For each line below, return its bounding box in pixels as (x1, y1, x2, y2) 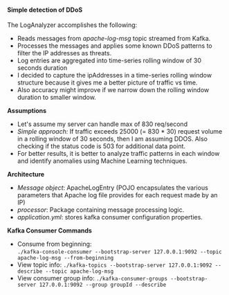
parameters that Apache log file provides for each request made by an (17, 191, 218, 199)
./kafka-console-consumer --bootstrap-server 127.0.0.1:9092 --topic (17, 249, 223, 256)
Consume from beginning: (17, 240, 92, 249)
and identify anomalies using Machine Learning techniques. (17, 157, 188, 166)
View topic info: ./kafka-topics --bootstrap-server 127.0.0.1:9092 (17, 260, 212, 269)
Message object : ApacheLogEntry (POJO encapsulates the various (17, 184, 209, 192)
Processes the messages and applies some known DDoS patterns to (17, 42, 212, 50)
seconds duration (17, 64, 68, 72)
